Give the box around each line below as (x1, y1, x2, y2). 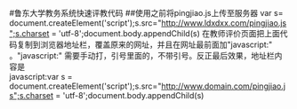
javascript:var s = (9, 72, 73, 82)
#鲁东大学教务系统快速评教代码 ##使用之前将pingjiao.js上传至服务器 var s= (9, 8, 284, 18)
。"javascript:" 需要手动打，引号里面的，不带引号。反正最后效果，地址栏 (9, 51, 276, 60)
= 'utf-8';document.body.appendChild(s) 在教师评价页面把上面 (51, 28, 280, 38)
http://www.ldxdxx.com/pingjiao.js (161, 18, 287, 28)
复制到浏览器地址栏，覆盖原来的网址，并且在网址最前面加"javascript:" (16, 39, 273, 50)
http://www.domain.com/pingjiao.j (161, 81, 286, 91)
